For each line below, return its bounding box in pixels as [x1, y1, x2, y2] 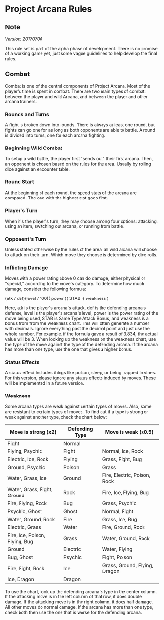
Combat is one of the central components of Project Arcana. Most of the [5, 83, 150, 89]
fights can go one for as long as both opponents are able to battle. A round [5, 127, 155, 133]
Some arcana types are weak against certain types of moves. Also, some [5, 403, 152, 410]
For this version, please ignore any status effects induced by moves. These [5, 375, 156, 381]
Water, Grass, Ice [7, 475, 47, 482]
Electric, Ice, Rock [7, 456, 49, 463]
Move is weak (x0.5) [105, 429, 154, 436]
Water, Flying [102, 546, 133, 553]
